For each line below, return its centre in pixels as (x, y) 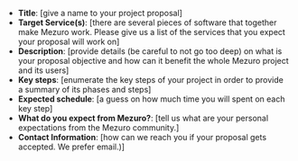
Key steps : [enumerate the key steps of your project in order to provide (151, 80)
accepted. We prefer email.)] (71, 147)
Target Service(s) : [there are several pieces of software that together (147, 22)
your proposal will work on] (69, 41)
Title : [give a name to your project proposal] (100, 13)
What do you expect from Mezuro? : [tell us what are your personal (143, 118)
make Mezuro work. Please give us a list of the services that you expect (152, 32)
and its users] (43, 70)
